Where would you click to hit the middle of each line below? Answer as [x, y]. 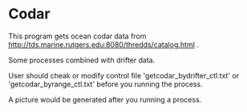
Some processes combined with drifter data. [82, 60]
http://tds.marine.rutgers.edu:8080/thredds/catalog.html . [103, 44]
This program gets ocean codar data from [77, 36]
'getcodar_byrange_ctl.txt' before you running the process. [105, 84]
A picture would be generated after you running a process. [105, 99]
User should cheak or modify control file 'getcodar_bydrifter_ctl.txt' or [123, 75]
